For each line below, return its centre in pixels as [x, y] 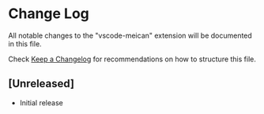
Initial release [41, 102]
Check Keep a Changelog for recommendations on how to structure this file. [132, 59]
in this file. [25, 43]
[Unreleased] [41, 84]
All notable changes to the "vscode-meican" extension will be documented [130, 35]
